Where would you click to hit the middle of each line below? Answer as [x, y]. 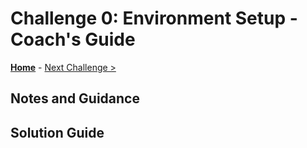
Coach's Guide [73, 39]
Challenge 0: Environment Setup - [154, 18]
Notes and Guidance [75, 98]
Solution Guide [57, 132]
